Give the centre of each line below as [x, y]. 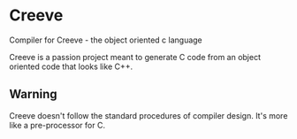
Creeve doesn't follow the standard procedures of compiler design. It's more [148, 115]
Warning [33, 94]
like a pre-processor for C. [57, 125]
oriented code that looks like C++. [71, 66]
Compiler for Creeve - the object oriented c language [106, 40]
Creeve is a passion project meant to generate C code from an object [135, 57]
